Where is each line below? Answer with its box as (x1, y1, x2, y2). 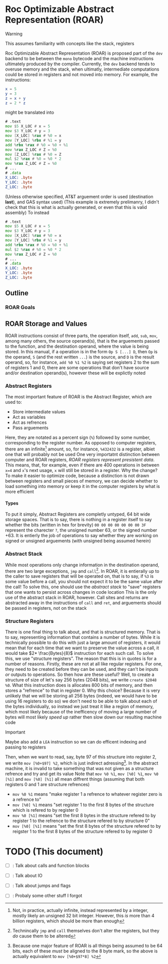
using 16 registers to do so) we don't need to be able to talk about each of (5, 698, 157, 704)
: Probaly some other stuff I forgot (12, 893, 82, 899)
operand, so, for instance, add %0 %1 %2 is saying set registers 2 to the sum (5, 359, 159, 365)
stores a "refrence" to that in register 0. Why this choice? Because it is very (5, 687, 160, 693)
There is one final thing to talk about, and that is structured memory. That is (5, 629, 161, 635)
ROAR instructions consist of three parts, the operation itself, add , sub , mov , (5, 333, 158, 339)
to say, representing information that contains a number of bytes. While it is (5, 634, 160, 640)
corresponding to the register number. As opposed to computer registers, (5, 440, 156, 446)
